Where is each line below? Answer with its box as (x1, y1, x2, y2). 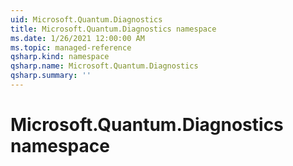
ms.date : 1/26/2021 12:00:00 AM (10, 33, 145, 43)
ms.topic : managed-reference (10, 42, 132, 53)
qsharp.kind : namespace (10, 52, 110, 62)
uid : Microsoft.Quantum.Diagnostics (10, 14, 163, 25)
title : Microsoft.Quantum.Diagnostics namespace (10, 24, 217, 34)
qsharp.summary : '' (10, 71, 92, 81)
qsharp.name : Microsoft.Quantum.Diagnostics (10, 61, 199, 71)
